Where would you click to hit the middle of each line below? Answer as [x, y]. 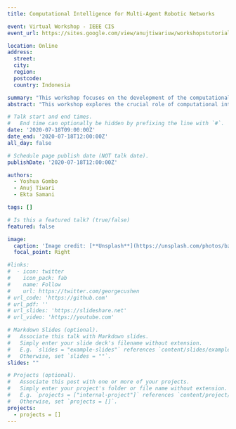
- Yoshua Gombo [36, 181]
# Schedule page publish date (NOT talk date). [78, 155]
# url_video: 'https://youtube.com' [61, 317]
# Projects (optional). [42, 376]
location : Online [33, 46]
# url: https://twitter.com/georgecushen [73, 291]
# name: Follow [34, 284]
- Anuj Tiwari [34, 188]
